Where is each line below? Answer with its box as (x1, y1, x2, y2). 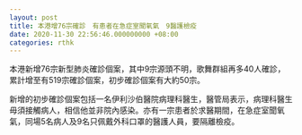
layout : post (9, 13, 58, 22)
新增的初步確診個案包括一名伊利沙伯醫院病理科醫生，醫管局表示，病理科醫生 (9, 94, 293, 105)
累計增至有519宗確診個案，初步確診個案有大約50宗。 (9, 75, 205, 86)
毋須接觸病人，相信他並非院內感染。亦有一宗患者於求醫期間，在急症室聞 (9, 105, 277, 116)
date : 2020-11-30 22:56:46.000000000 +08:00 (9, 30, 179, 38)
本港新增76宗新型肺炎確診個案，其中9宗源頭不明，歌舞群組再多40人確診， (9, 63, 286, 74)
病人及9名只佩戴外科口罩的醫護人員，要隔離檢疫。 (53, 116, 240, 127)
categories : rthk (9, 38, 75, 47)
